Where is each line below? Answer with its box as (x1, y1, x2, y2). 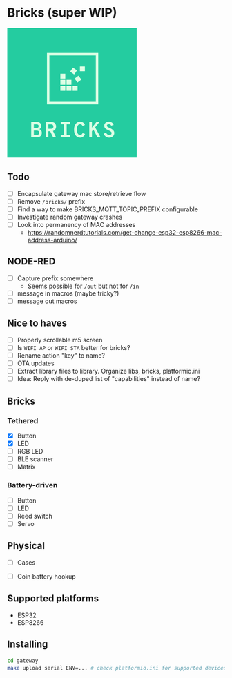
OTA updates (17, 359, 55, 367)
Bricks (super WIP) (7, 5, 117, 21)
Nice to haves (7, 318, 68, 329)
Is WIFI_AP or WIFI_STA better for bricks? (17, 343, 130, 351)
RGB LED (17, 447, 43, 456)
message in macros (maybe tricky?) (17, 289, 119, 298)
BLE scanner (17, 455, 54, 463)
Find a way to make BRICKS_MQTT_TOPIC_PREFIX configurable (17, 205, 199, 213)
